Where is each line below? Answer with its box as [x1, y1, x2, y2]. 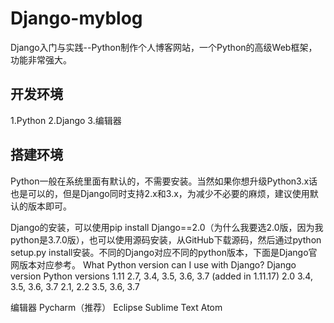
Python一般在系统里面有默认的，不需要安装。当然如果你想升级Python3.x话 [10, 175, 318, 187]
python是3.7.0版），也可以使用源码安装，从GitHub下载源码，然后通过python [10, 233, 322, 246]
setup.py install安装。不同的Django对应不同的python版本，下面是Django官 [10, 246, 318, 258]
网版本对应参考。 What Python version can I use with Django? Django [10, 258, 297, 271]
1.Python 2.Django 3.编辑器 [10, 114, 122, 126]
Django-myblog [10, 7, 143, 30]
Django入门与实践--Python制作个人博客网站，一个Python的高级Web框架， [10, 41, 318, 53]
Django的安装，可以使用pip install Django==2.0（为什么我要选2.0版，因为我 [10, 221, 324, 233]
